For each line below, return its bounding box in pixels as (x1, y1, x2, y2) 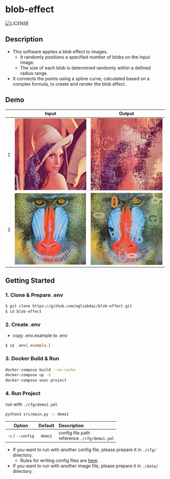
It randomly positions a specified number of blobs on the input (20, 54, 150, 60)
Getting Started (5, 277, 55, 285)
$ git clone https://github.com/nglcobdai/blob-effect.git (5, 303, 133, 309)
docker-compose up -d (5, 372, 51, 378)
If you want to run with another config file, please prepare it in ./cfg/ (12, 447, 157, 453)
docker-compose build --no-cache (5, 367, 76, 372)
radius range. (20, 70, 48, 76)
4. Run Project (5, 390, 41, 397)
